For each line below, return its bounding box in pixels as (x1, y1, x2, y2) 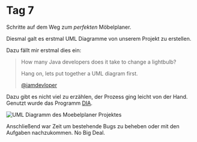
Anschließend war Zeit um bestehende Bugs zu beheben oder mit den (6, 122, 180, 129)
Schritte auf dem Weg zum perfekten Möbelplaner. (6, 23, 132, 31)
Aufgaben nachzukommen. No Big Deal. (6, 129, 105, 136)
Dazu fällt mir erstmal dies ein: (6, 46, 82, 54)
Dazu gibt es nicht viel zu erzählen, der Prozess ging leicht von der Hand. (6, 93, 188, 100)
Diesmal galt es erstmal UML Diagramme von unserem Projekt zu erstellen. (6, 35, 192, 42)
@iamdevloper (20, 81, 58, 89)
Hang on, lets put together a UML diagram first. (20, 70, 138, 77)
